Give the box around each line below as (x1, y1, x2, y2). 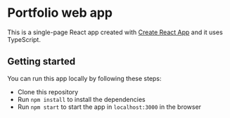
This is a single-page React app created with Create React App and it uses (7, 28, 223, 36)
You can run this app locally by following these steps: (7, 74, 162, 82)
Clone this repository (17, 87, 79, 96)
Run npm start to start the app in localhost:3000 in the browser (17, 103, 202, 111)
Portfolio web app (7, 5, 113, 21)
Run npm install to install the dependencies (17, 95, 146, 103)
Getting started (7, 56, 76, 68)
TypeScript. (7, 35, 41, 43)
